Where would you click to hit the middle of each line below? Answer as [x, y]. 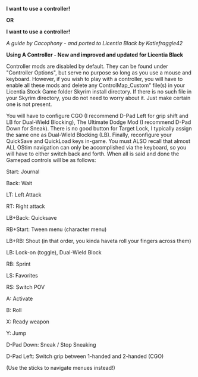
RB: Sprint [18, 264]
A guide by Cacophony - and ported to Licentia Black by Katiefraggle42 [95, 43]
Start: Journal [23, 172]
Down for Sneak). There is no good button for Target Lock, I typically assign [99, 128]
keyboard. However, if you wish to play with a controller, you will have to [95, 79]
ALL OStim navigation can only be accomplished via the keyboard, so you [96, 147]
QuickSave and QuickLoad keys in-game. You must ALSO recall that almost [98, 141]
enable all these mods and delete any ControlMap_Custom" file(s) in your [96, 85]
